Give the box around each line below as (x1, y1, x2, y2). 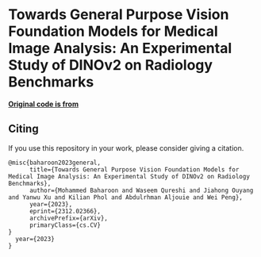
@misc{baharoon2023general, (8, 159, 102, 167)
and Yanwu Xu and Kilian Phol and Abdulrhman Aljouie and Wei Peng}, (8, 193, 244, 201)
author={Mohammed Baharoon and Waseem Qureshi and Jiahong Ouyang (29, 186, 254, 194)
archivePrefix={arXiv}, (29, 214, 109, 222)
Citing (8, 122, 39, 136)
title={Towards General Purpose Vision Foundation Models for (29, 165, 240, 174)
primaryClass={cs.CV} (29, 221, 102, 229)
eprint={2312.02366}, (29, 207, 102, 215)
